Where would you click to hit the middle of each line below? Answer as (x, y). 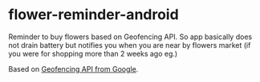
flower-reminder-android (93, 15)
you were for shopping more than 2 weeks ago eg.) (93, 53)
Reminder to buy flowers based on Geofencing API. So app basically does (130, 37)
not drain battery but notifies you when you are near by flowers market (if (130, 45)
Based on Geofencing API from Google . (73, 68)
